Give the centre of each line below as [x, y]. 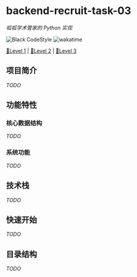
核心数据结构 [24, 123]
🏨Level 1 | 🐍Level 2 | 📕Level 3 [42, 50]
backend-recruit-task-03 [69, 11]
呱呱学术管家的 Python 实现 [39, 28]
